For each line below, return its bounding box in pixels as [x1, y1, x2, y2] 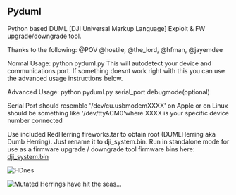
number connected [7, 116, 63, 125]
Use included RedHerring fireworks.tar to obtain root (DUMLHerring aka [7, 130, 216, 138]
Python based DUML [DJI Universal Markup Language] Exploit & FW [7, 24, 206, 32]
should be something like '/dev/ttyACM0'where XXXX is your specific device [7, 108, 229, 117]
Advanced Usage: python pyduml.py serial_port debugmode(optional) [7, 87, 210, 96]
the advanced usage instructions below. [7, 74, 123, 82]
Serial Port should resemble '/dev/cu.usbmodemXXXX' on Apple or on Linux [7, 101, 228, 110]
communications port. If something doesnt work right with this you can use [7, 66, 225, 75]
